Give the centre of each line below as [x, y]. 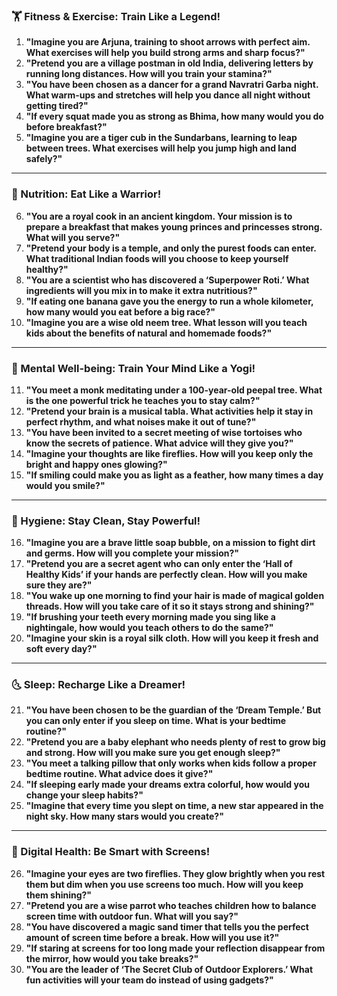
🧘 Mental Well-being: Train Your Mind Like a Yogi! [133, 368]
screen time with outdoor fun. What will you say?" [132, 916]
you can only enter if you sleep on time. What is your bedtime [156, 721]
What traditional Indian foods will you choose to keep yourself [157, 258]
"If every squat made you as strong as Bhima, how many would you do [174, 116]
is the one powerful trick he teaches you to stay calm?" [143, 400]
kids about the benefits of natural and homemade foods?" [149, 333]
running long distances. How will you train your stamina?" [149, 74]
